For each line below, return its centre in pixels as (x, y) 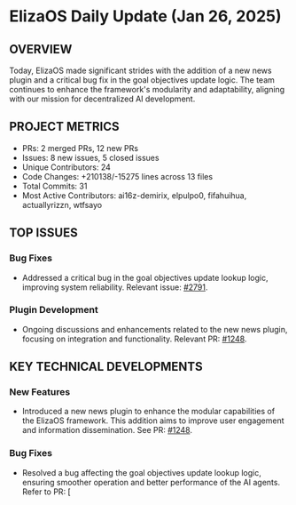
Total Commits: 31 (55, 186)
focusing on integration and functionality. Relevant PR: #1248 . (134, 339)
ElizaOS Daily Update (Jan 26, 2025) (145, 16)
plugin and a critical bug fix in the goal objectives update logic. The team (142, 80)
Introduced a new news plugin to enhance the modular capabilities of (148, 412)
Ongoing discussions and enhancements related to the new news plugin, (155, 329)
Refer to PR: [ (46, 492)
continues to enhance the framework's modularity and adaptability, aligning (147, 89)
